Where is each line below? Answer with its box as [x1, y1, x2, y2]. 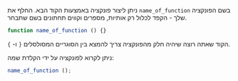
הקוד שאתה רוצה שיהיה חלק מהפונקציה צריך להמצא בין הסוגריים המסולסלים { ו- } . [7, 39, 230, 48]
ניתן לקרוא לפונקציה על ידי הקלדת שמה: [7, 53, 114, 62]
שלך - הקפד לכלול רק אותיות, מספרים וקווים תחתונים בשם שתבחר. [7, 13, 187, 22]
